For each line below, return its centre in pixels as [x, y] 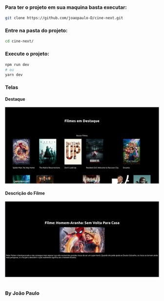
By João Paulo [22, 293]
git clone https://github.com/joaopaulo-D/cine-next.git [64, 18]
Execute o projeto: [27, 54]
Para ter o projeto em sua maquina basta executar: [66, 7]
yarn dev [14, 75]
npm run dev [17, 64]
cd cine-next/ [20, 41]
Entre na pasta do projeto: [36, 31]
